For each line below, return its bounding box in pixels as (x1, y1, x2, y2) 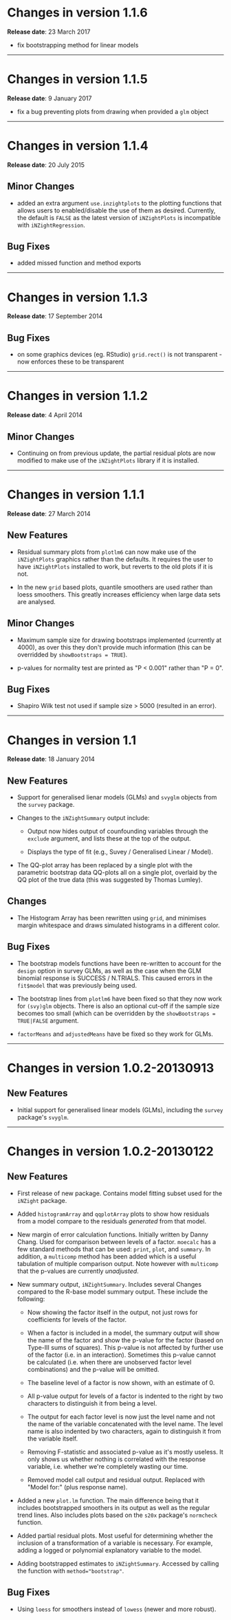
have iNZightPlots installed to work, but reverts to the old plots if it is (16, 562, 213, 570)
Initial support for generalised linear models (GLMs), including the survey (16, 1105, 223, 1114)
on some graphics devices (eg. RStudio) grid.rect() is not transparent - (16, 351, 222, 359)
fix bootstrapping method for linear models (16, 41, 139, 49)
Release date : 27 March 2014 (7, 509, 91, 518)
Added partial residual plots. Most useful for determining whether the (16, 1531, 213, 1540)
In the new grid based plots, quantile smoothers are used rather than (16, 583, 213, 591)
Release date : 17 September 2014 (7, 312, 103, 320)
